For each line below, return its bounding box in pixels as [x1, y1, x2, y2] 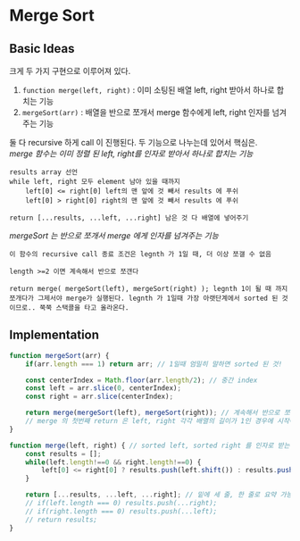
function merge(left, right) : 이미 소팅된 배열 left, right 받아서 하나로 [21, 85, 275, 95]
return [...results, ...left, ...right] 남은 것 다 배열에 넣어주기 [9, 213, 249, 222]
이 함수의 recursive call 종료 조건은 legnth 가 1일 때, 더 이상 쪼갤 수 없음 [9, 250, 272, 259]
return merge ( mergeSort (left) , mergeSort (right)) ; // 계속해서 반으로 [25, 408, 280, 418]
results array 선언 [9, 168, 79, 177]
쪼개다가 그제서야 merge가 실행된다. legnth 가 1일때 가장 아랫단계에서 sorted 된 [9, 294, 279, 303]
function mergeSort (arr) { [9, 351, 110, 360]
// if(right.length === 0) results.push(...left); [25, 506, 218, 516]
